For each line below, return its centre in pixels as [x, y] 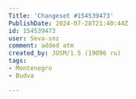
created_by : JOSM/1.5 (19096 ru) [65, 53]
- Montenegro [30, 68]
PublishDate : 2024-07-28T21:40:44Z [68, 23]
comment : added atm [41, 46]
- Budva [21, 76]
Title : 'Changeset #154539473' [61, 16]
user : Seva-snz [34, 38]
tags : [17, 61]
